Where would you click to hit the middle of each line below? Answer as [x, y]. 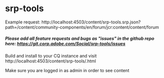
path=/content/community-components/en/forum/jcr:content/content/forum [82, 27]
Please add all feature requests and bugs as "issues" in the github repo [80, 38]
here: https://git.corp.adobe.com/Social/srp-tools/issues [65, 43]
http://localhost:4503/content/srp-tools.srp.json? [91, 22]
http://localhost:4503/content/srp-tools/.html [51, 61]
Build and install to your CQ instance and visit [51, 56]
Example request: [23, 22]
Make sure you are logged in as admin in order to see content [67, 70]
